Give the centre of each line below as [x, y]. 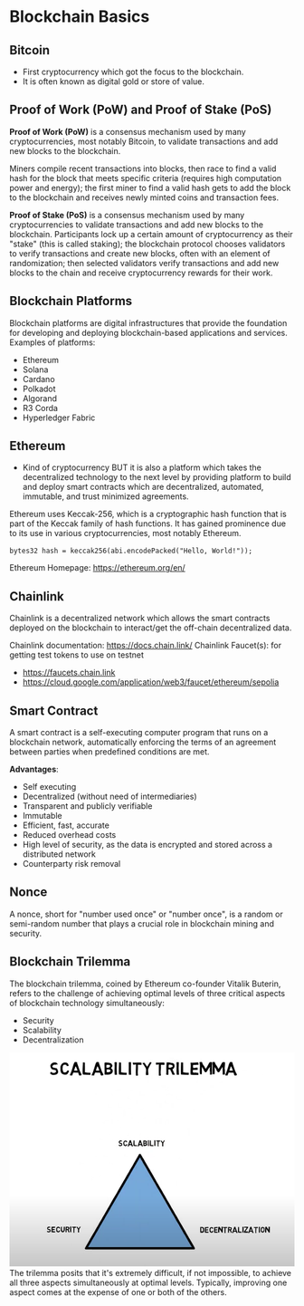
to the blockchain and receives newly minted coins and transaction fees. [144, 197]
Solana [35, 370]
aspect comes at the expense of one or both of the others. [119, 1292]
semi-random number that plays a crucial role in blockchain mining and [142, 923]
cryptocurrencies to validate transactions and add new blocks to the [137, 225]
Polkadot [39, 389]
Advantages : [34, 769]
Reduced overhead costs [69, 835]
